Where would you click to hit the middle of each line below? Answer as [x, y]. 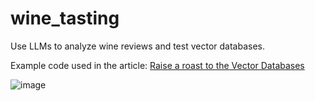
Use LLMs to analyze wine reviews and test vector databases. [137, 46]
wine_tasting [65, 18]
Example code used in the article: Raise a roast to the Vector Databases [157, 65]
